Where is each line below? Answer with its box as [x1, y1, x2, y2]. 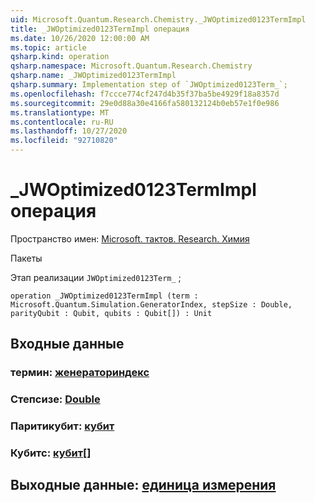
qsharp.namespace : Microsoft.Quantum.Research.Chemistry [10, 61, 253, 71]
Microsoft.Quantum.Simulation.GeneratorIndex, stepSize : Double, [10, 299, 293, 310]
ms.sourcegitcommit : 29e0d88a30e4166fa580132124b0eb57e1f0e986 [10, 98, 280, 108]
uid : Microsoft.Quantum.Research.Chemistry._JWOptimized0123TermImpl [10, 14, 307, 25]
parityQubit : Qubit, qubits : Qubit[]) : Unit [10, 308, 213, 318]
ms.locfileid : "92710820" [10, 136, 118, 146]
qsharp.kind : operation [10, 52, 110, 62]
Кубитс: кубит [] [10, 446, 92, 460]
